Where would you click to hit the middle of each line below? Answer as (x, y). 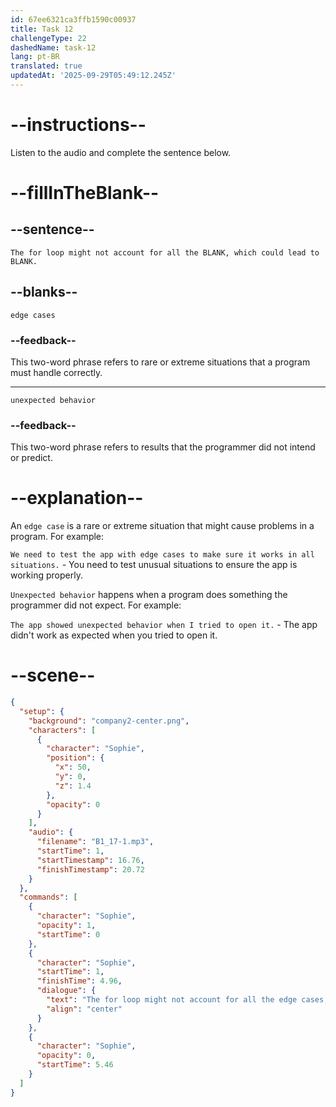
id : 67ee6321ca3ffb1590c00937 (73, 19)
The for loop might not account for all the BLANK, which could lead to (165, 252)
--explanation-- (77, 498)
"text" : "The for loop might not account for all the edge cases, (187, 1000)
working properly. (46, 575)
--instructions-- (78, 125)
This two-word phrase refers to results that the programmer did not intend (163, 447)
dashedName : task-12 (53, 47)
